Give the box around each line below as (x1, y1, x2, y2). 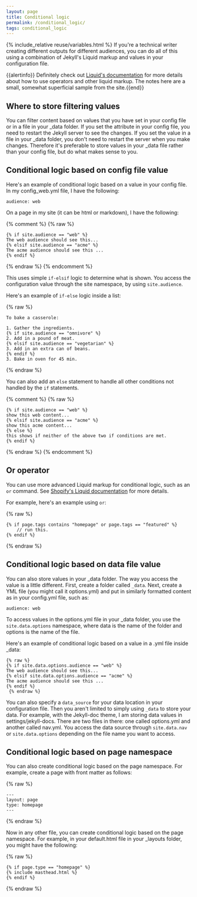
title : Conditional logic (6, 14, 69, 20)
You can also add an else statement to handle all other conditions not (6, 378, 174, 385)
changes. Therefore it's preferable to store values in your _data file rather (6, 142, 183, 149)
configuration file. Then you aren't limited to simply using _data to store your (6, 705, 191, 712)
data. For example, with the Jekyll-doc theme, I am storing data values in (6, 711, 182, 718)
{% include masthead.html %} (6, 870, 78, 876)
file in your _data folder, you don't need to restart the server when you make (6, 136, 191, 143)
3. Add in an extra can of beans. (6, 346, 91, 352)
